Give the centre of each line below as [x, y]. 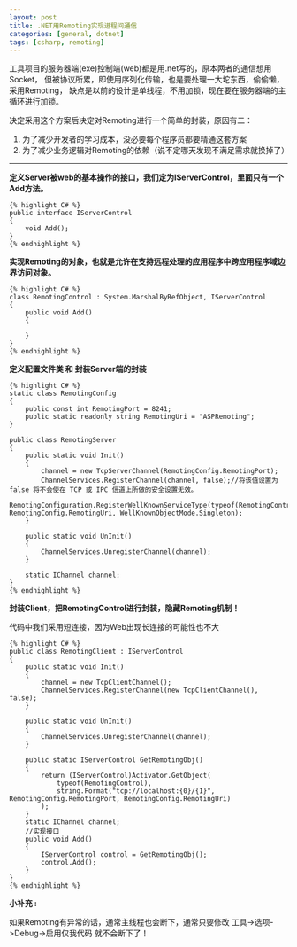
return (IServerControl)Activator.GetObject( [126, 776]
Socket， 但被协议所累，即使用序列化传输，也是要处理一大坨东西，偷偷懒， [147, 80]
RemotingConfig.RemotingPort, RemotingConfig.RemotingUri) [120, 799]
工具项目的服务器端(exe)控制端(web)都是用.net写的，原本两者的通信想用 [141, 68]
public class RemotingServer [63, 440]
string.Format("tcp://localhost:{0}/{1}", [136, 791]
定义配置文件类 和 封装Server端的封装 [78, 369]
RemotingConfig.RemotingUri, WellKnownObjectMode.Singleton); [126, 513]
